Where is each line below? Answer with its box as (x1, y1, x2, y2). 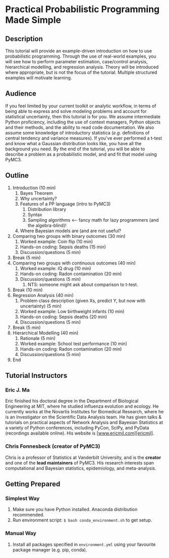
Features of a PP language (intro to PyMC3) (20, 201, 111, 207)
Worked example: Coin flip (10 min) (20, 238, 93, 244)
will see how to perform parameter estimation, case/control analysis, (5, 59, 148, 64)
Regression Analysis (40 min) (12, 292, 74, 298)
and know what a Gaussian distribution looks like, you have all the (5, 140, 142, 146)
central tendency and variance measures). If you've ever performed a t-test (5, 135, 162, 141)
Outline (5, 171, 29, 180)
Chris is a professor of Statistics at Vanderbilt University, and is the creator (5, 454, 161, 460)
